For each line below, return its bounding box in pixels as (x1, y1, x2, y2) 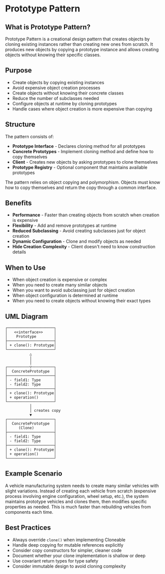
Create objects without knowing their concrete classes (12, 90, 124, 96)
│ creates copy (29, 408, 61, 413)
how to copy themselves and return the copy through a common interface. (5, 185, 157, 191)
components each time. (5, 509, 54, 515)
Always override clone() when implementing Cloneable (12, 537, 125, 543)
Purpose (5, 66, 32, 75)
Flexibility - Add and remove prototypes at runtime (12, 222, 117, 229)
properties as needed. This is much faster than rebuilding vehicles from (5, 503, 151, 510)
